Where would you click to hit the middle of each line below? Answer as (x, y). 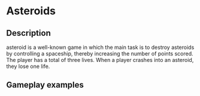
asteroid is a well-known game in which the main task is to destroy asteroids (100, 47)
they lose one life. (28, 66)
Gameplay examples (45, 85)
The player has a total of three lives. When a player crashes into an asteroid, (100, 60)
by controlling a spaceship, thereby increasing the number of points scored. (100, 54)
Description (28, 33)
